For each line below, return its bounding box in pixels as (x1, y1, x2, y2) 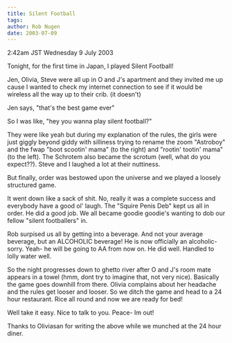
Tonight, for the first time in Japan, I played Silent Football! (7, 62, 174, 70)
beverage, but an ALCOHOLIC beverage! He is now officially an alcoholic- (7, 237, 217, 246)
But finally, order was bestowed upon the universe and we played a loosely (7, 174, 221, 182)
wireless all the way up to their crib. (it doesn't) (7, 90, 141, 99)
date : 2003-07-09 (7, 29, 57, 37)
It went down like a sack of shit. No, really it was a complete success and (7, 194, 216, 203)
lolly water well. (7, 252, 52, 260)
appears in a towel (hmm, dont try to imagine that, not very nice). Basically (7, 273, 220, 281)
